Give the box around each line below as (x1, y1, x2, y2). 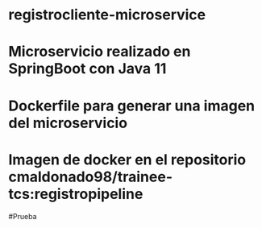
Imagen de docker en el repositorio (8, 151, 247, 168)
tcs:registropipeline (8, 184, 143, 203)
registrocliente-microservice (8, 6, 206, 24)
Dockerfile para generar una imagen (8, 97, 256, 114)
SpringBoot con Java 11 (8, 60, 167, 78)
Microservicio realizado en (8, 43, 191, 61)
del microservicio (8, 114, 127, 132)
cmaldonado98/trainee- (8, 168, 173, 186)
